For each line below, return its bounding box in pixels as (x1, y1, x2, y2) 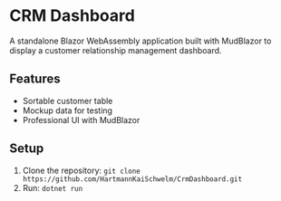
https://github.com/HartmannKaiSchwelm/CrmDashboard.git (22, 174, 243, 184)
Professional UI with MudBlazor (22, 114, 140, 125)
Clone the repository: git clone (22, 165, 140, 176)
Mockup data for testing (22, 105, 113, 116)
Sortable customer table (22, 95, 113, 106)
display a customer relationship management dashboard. (9, 44, 222, 55)
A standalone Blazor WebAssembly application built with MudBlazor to (9, 35, 272, 46)
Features (9, 72, 61, 87)
